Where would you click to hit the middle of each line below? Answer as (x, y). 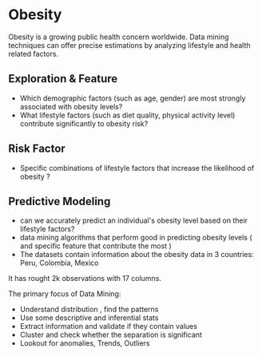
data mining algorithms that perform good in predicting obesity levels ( (136, 238)
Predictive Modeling (60, 201)
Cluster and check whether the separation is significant (111, 335)
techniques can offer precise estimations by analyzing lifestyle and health (129, 45)
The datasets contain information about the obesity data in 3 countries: (137, 255)
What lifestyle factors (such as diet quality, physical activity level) (127, 115)
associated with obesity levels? (71, 106)
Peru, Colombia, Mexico (59, 263)
